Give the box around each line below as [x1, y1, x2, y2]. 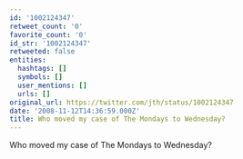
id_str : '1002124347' [9, 38, 92, 48]
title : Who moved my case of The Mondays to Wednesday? [9, 114, 226, 124]
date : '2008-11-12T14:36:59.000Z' [9, 106, 141, 115]
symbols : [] [17, 73, 64, 82]
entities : [9, 55, 47, 65]
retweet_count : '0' [9, 22, 84, 31]
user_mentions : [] [17, 81, 88, 90]
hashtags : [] [17, 65, 67, 74]
